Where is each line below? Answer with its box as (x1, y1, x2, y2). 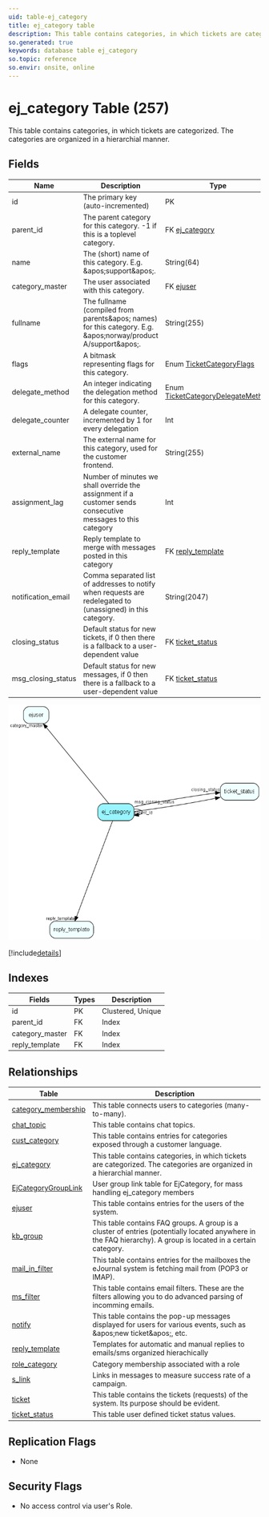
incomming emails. (92, 1300, 155, 1309)
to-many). (92, 1108, 126, 1118)
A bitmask (82, 350, 116, 360)
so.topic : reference (8, 55, 78, 63)
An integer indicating (82, 378, 152, 388)
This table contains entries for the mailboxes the (92, 1255, 251, 1265)
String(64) (165, 257, 200, 267)
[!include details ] (8, 948, 62, 958)
